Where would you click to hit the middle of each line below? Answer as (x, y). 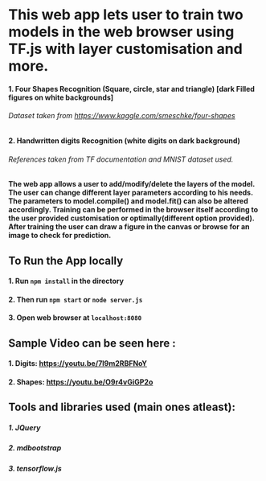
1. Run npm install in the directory (66, 281)
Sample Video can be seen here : (92, 343)
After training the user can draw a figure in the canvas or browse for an (129, 227)
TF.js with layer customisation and (125, 49)
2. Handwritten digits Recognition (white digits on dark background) (125, 140)
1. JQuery (25, 427)
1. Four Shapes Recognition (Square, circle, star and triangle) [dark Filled (132, 88)
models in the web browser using (121, 32)
